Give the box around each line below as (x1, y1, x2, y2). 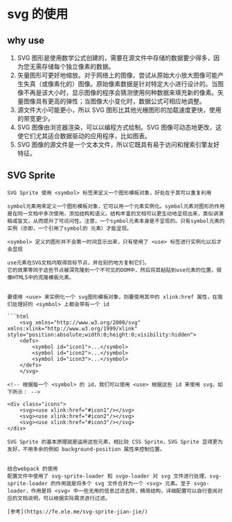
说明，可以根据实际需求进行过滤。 (27, 494, 111, 502)
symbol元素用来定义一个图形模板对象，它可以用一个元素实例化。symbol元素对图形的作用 (7, 203, 225, 210)
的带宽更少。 (17, 115, 54, 122)
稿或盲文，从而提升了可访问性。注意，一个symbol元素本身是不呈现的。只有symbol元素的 (7, 217, 225, 224)
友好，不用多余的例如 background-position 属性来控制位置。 (7, 446, 166, 453)
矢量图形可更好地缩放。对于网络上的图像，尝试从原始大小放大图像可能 (17, 71, 218, 79)
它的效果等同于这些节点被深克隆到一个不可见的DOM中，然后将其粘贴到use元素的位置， (7, 267, 217, 273)
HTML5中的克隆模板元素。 (12, 273, 75, 281)
